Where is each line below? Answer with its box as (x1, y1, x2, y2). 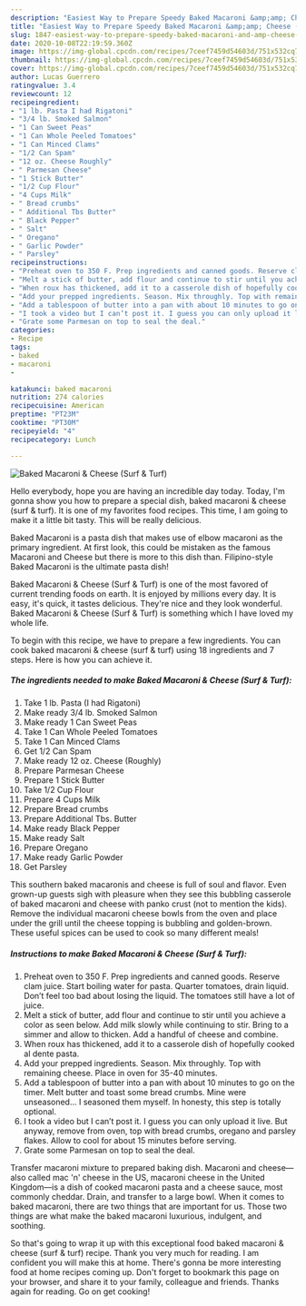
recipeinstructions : (10, 258, 89, 268)
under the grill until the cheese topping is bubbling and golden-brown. (10, 918, 272, 929)
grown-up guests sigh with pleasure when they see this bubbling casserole (10, 889, 291, 900)
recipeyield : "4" (10, 426, 76, 436)
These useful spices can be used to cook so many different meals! (10, 927, 260, 938)
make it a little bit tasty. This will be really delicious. (10, 514, 202, 525)
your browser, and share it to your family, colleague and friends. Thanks (10, 1277, 280, 1288)
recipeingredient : (10, 97, 80, 107)
